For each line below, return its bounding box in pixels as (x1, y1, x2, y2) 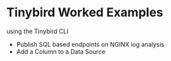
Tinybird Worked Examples (6, 5, 163, 20)
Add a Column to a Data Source (16, 47, 105, 56)
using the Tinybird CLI (6, 27, 69, 35)
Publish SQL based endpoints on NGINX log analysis (16, 40, 165, 48)
